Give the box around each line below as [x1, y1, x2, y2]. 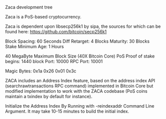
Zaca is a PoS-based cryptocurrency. [5, 14, 82, 19]
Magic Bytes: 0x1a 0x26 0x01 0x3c [5, 68, 77, 74]
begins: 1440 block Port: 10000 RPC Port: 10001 [5, 59, 103, 64]
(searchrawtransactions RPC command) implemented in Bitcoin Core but [5, 83, 154, 89]
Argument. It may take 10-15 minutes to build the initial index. [5, 109, 129, 114]
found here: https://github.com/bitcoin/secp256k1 [5, 29, 107, 34]
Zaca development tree [5, 4, 53, 10]
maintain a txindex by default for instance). [5, 94, 93, 99]
